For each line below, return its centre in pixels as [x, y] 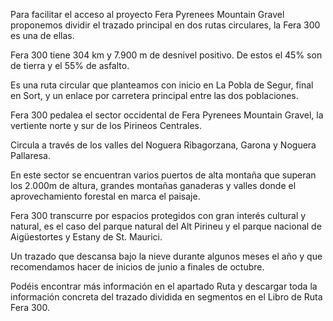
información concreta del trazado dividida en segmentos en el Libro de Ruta [166, 297]
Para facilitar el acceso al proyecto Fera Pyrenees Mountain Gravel [147, 14]
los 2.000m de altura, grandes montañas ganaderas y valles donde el [153, 185]
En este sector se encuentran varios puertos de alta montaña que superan [163, 175]
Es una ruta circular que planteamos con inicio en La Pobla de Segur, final [162, 85]
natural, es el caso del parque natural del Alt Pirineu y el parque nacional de [166, 226]
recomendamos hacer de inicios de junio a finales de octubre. [137, 267]
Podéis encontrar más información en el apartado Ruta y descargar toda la [164, 286]
